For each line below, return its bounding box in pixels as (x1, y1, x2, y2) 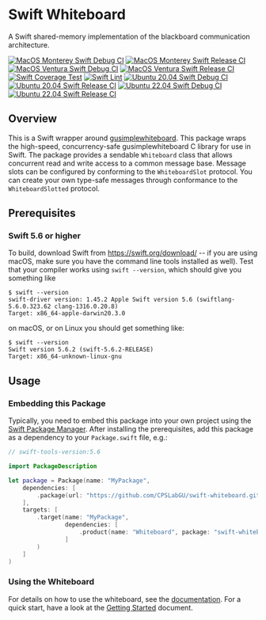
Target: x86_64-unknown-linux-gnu (8, 352, 123, 361)
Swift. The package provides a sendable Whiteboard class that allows (8, 150, 233, 159)
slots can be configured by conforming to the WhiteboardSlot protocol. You (8, 166, 253, 176)
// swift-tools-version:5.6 (8, 448, 101, 456)
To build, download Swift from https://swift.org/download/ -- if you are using (8, 248, 258, 258)
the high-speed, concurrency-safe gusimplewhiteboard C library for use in (8, 141, 252, 151)
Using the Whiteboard (8, 576, 95, 588)
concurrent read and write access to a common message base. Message (8, 158, 247, 168)
